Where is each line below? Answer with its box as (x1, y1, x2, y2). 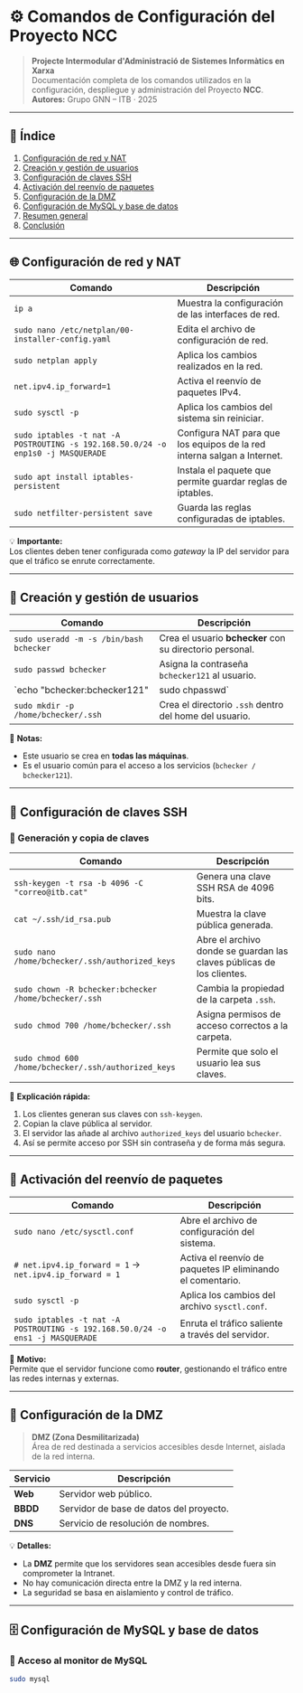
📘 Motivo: (9, 1353, 47, 1364)
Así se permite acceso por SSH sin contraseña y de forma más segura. (22, 1137, 286, 1149)
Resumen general (22, 210, 88, 221)
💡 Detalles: (9, 1539, 51, 1551)
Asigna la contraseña (159, 658, 249, 671)
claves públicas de (197, 956, 276, 969)
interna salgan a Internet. (177, 449, 283, 462)
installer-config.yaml (14, 334, 111, 344)
